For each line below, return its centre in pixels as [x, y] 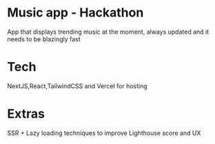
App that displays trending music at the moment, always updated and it [108, 32]
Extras [26, 114]
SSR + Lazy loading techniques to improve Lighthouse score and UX [104, 133]
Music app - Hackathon [75, 13]
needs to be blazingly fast [44, 39]
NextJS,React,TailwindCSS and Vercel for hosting [78, 86]
